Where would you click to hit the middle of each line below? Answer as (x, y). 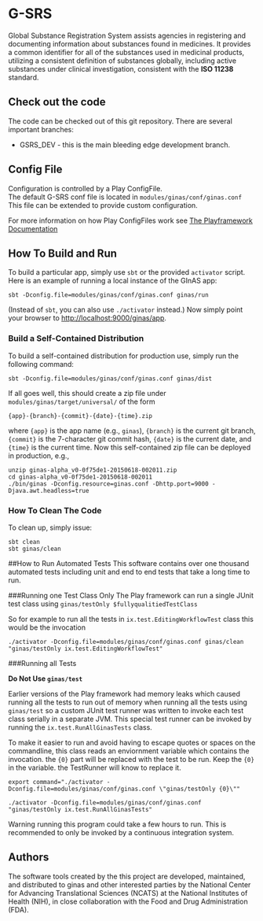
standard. (24, 77)
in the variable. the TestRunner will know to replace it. (95, 767)
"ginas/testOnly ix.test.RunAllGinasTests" (80, 809)
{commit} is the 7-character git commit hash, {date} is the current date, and (130, 438)
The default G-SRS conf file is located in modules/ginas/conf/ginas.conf (125, 197)
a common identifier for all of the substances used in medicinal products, (126, 52)
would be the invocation (47, 627)
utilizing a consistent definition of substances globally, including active (122, 61)
